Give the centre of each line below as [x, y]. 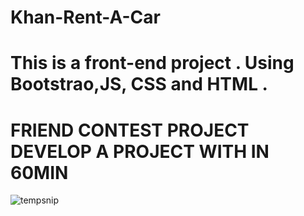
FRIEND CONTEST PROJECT [130, 130]
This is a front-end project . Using [152, 63]
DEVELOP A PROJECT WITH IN [140, 151]
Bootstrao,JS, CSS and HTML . [139, 84]
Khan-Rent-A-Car [85, 17]
